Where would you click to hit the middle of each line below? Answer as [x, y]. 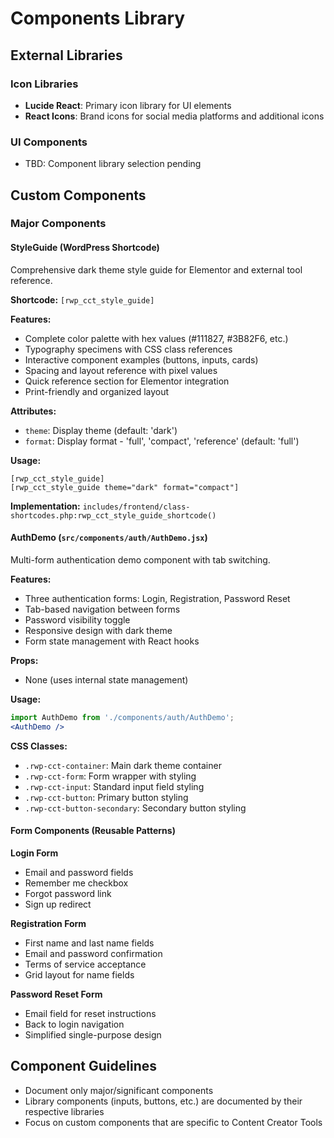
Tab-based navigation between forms [102, 609]
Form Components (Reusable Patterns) [93, 831]
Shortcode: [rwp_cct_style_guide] [82, 299]
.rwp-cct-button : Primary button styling [106, 797]
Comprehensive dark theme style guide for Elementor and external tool [156, 269]
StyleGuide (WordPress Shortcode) [85, 248]
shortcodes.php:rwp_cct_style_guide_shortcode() [113, 515]
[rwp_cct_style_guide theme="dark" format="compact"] [125, 487]
